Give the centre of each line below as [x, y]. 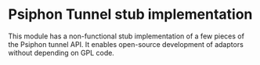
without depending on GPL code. [61, 52]
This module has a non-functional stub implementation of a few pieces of [126, 36]
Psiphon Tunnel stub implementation [130, 14]
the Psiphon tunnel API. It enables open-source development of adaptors [126, 44]
